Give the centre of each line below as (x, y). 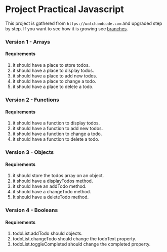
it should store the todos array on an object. (58, 176)
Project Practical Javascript (65, 9)
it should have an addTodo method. (50, 186)
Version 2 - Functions (32, 100)
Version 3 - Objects (30, 152)
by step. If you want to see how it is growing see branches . (67, 28)
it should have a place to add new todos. (55, 76)
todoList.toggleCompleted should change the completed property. (81, 244)
